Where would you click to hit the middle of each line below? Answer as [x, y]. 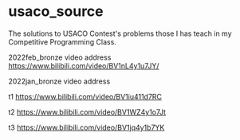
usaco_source [56, 12]
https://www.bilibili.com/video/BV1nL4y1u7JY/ [84, 65]
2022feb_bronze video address [60, 57]
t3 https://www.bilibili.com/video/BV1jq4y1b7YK [87, 127]
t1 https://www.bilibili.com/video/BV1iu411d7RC [85, 96]
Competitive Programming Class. [63, 41]
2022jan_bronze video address [59, 81]
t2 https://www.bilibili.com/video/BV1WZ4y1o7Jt [87, 112]
